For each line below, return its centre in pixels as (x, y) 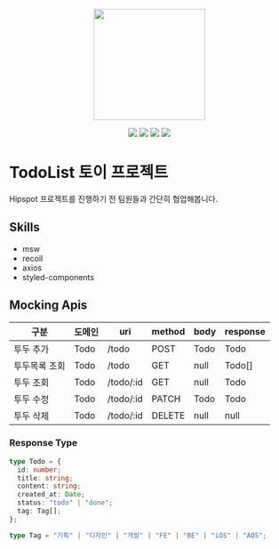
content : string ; (49, 486)
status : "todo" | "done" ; (65, 503)
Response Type (44, 443)
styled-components (58, 277)
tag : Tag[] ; (40, 512)
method (168, 331)
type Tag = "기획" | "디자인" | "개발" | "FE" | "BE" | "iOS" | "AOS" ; (138, 535)
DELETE (168, 416)
